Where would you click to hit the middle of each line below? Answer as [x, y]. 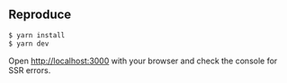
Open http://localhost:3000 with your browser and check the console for [143, 61]
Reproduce [40, 15]
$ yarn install [37, 35]
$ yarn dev [29, 44]
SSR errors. [30, 70]
